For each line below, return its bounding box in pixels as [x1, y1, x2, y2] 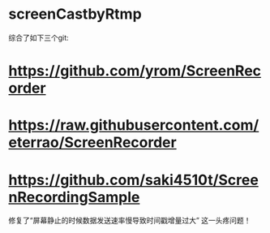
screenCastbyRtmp [8, 5, 142, 24]
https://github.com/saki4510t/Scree [8, 170, 259, 189]
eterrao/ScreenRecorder [8, 133, 177, 152]
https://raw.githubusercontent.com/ [8, 116, 259, 135]
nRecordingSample [8, 188, 140, 206]
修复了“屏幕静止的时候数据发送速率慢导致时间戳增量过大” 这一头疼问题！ [8, 216, 251, 226]
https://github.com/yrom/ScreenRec [8, 62, 262, 80]
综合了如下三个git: [8, 32, 69, 42]
